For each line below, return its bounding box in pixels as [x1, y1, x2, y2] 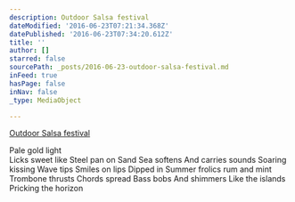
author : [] [9, 46, 50, 55]
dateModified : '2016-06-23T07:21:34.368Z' [9, 21, 169, 30]
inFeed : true [9, 71, 58, 80]
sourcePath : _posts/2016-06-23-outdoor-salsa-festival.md [9, 63, 229, 72]
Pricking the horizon [9, 183, 84, 194]
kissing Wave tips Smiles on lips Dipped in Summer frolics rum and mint [9, 164, 272, 174]
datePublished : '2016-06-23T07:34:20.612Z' [9, 29, 174, 38]
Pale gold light [9, 145, 62, 156]
